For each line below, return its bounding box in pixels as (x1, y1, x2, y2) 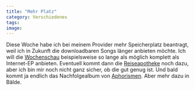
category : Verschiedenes (6, 14, 68, 20)
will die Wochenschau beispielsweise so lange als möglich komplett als (6, 54, 180, 61)
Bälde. (6, 79, 22, 86)
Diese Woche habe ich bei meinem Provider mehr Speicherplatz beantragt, (6, 41, 189, 48)
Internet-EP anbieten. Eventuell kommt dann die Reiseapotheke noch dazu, (6, 60, 189, 67)
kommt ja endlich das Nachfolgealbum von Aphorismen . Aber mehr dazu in (6, 72, 190, 79)
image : (6, 25, 23, 31)
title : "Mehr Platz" (6, 8, 57, 15)
